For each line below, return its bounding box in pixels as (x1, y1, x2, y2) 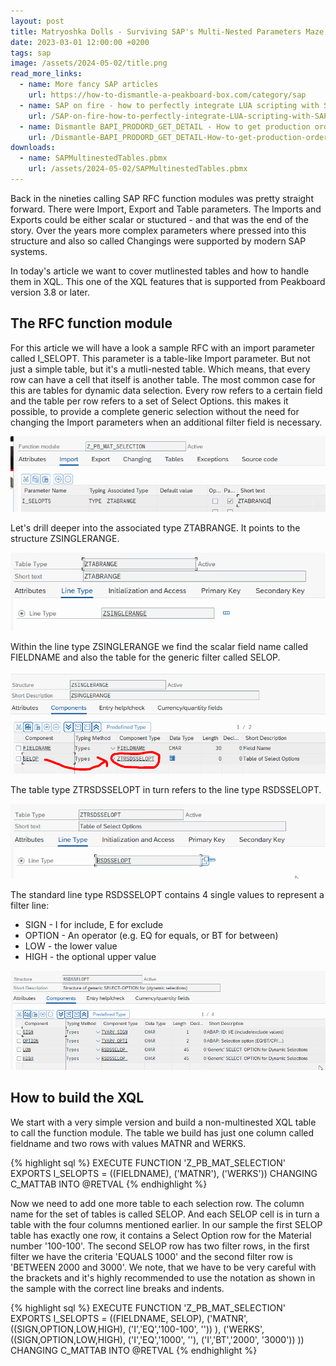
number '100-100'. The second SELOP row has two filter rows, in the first (10, 1240, 310, 1252)
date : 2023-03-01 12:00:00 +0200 (10, 37, 150, 47)
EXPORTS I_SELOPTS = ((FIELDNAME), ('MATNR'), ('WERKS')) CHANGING (10, 1167, 318, 1179)
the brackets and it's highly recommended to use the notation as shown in (10, 1271, 316, 1284)
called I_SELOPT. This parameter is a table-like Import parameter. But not (10, 352, 311, 364)
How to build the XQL (10, 1090, 145, 1107)
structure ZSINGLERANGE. (10, 532, 120, 544)
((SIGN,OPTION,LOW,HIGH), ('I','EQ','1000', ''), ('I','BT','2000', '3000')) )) (10, 1333, 305, 1345)
